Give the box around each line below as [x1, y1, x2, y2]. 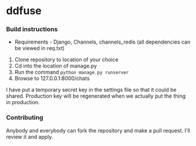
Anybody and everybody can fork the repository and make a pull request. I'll [6, 127, 191, 134]
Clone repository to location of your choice [14, 56, 119, 63]
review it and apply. [6, 133, 53, 140]
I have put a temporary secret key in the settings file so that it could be [6, 87, 177, 94]
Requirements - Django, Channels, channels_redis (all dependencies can [14, 38, 191, 45]
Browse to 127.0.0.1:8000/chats [14, 75, 90, 82]
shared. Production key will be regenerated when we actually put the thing [6, 92, 186, 99]
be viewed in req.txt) [14, 45, 65, 52]
